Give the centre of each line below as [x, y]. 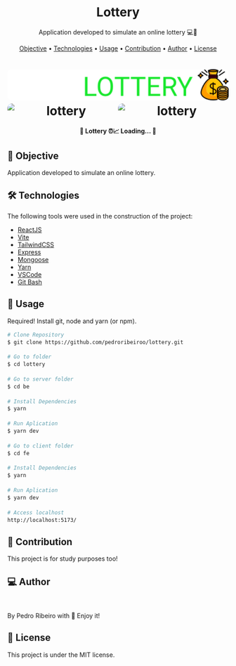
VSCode [29, 274]
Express [29, 252]
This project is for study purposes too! [63, 559]
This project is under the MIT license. [61, 655]
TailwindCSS [36, 244]
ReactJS [29, 230]
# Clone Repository [36, 334]
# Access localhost [36, 512]
